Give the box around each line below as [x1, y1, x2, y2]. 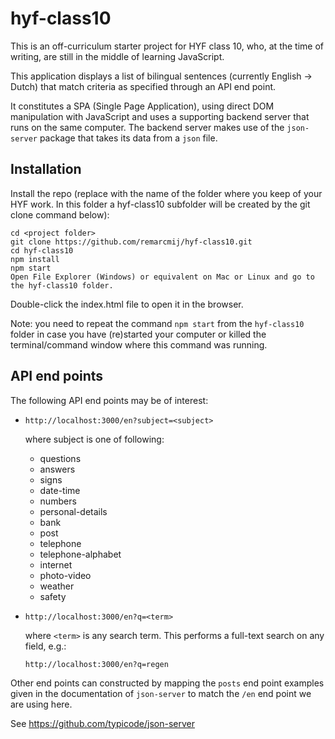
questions [39, 452, 82, 464]
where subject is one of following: [24, 433, 165, 445]
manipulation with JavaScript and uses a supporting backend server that [10, 110, 310, 122]
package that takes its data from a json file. [39, 132, 218, 144]
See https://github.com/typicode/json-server [10, 717, 196, 729]
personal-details [39, 505, 108, 517]
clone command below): [10, 208, 110, 221]
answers [39, 463, 76, 475]
